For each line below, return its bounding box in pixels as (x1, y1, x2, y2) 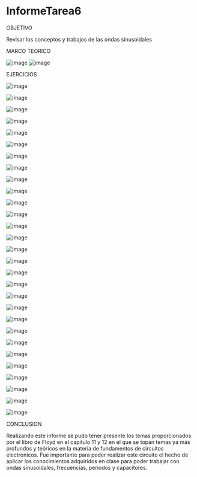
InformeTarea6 (6, 4, 82, 18)
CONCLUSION (6, 420, 42, 428)
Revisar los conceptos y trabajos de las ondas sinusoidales (6, 35, 152, 43)
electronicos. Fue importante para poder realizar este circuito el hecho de (6, 451, 189, 458)
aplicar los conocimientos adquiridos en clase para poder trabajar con (6, 457, 180, 464)
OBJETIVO (6, 24, 32, 31)
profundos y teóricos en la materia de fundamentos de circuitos (6, 445, 164, 452)
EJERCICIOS (6, 70, 37, 78)
